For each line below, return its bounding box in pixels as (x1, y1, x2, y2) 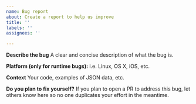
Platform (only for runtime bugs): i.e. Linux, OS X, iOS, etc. (6, 63, 150, 70)
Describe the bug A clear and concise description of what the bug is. (6, 51, 174, 58)
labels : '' (6, 25, 33, 31)
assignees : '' (6, 30, 41, 36)
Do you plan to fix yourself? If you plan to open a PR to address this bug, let (6, 85, 191, 92)
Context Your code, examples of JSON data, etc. (6, 74, 124, 81)
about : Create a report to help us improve (6, 14, 114, 20)
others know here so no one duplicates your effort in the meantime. (6, 92, 169, 99)
